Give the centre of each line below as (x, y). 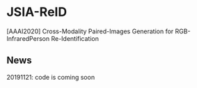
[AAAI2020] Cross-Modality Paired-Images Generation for (90, 31)
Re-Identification (75, 38)
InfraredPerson (28, 38)
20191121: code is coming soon (51, 77)
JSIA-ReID (37, 12)
